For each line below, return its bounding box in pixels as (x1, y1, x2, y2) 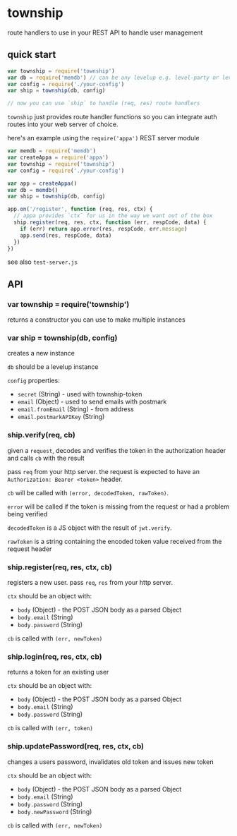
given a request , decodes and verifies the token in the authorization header (7, 446, 226, 454)
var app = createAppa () (7, 180, 78, 187)
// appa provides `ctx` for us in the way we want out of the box (13, 212, 213, 219)
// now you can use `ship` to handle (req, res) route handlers (7, 100, 200, 107)
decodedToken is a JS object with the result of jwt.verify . (7, 523, 173, 532)
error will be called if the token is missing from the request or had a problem (7, 502, 230, 511)
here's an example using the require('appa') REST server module (7, 134, 200, 143)
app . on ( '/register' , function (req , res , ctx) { (7, 206, 153, 213)
